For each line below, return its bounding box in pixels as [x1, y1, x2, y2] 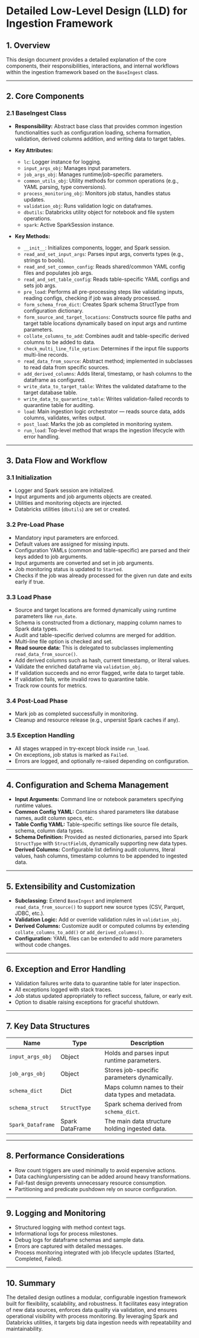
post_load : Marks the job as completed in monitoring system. [23, 420, 173, 427]
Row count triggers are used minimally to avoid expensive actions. [14, 1166, 176, 1174]
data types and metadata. [104, 1090, 176, 1099]
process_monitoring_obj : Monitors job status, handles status [23, 190, 171, 197]
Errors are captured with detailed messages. [14, 1243, 123, 1250]
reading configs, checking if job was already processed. [23, 295, 161, 302]
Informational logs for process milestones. [14, 1230, 118, 1237]
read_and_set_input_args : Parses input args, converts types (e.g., [23, 250, 184, 257]
